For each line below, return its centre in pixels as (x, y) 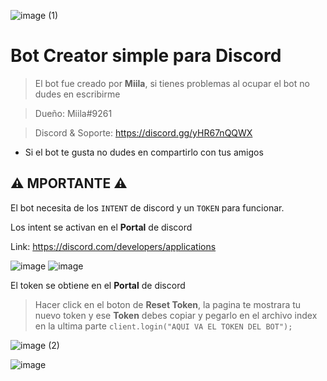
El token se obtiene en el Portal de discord (98, 285)
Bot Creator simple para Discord (146, 56)
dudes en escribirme (77, 94)
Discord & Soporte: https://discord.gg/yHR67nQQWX (143, 132)
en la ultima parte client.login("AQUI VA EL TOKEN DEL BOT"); (163, 326)
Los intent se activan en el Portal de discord (101, 227)
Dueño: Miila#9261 (73, 113)
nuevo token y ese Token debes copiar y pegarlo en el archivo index (176, 315)
